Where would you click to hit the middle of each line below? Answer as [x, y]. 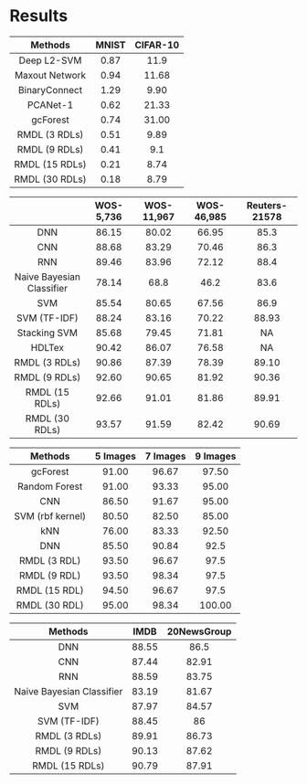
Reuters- [267, 205]
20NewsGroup [199, 631]
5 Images [116, 456]
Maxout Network [50, 75]
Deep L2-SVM [50, 60]
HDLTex [48, 347]
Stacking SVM [48, 333]
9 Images [216, 456]
